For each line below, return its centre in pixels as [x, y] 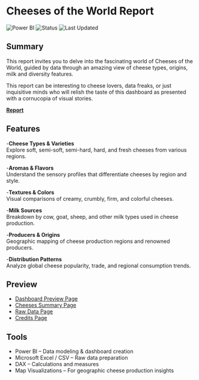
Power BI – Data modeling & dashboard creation [74, 351]
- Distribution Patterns [34, 259]
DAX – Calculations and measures [57, 364]
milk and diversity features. [40, 74]
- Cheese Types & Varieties [40, 143]
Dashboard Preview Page [46, 299]
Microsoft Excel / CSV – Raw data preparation [71, 358]
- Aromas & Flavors [30, 168]
